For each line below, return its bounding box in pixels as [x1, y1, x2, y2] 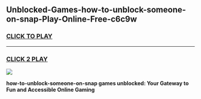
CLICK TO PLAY [6, 32, 53, 41]
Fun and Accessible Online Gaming [6, 86, 95, 93]
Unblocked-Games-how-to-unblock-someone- [6, 5, 187, 15]
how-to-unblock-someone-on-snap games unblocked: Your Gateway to [6, 79, 189, 86]
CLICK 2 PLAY [6, 55, 48, 63]
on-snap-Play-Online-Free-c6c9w [6, 14, 138, 25]
